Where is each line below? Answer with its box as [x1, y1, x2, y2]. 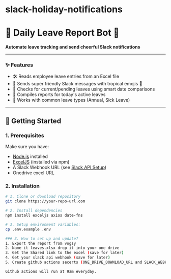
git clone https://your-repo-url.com [5, 199, 85, 204]
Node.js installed [12, 153, 48, 159]
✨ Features [5, 61, 34, 68]
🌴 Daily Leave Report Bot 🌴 [5, 27, 120, 39]
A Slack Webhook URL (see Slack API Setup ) [12, 165, 107, 171]
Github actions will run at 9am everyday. [5, 269, 97, 274]
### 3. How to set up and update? [5, 236, 79, 241]
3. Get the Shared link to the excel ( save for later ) [5, 250, 124, 255]
